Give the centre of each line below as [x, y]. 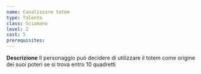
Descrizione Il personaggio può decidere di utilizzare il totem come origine [101, 58]
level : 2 [17, 29]
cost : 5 [16, 35]
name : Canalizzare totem [38, 12]
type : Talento [25, 18]
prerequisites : [26, 40]
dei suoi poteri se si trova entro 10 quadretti [61, 64]
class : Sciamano [27, 23]
